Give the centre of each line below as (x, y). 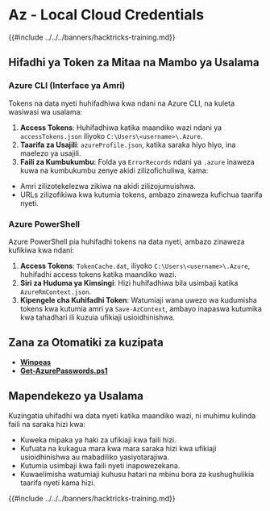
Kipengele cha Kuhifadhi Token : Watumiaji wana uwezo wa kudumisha (139, 299)
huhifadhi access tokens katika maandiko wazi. (98, 274)
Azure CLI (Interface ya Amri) (67, 86)
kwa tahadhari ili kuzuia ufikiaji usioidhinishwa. (98, 317)
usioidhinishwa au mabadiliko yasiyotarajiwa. (94, 457)
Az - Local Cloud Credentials (106, 15)
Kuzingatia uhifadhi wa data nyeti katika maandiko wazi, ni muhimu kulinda (132, 415)
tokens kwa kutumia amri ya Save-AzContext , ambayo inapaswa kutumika (141, 308)
